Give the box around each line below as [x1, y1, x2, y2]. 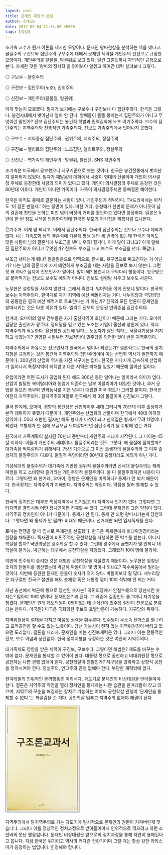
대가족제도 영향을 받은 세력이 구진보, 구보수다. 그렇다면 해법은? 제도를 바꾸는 [5, 646, 154, 652]
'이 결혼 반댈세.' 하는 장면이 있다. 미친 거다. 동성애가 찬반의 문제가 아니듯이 [10, 204, 155, 210]
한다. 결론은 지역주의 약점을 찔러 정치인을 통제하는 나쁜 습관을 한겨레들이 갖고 [5, 682, 156, 688]
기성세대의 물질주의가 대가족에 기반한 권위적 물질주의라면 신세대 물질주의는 [5, 463, 151, 469]
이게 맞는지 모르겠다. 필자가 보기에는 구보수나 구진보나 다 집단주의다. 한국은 [5, 106, 152, 112]
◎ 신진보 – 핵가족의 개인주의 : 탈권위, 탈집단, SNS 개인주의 [5, 157, 121, 163]
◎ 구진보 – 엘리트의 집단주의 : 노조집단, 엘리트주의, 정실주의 [5, 146, 123, 152]
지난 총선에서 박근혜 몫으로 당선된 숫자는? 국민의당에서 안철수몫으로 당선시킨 [5, 587, 155, 593]
